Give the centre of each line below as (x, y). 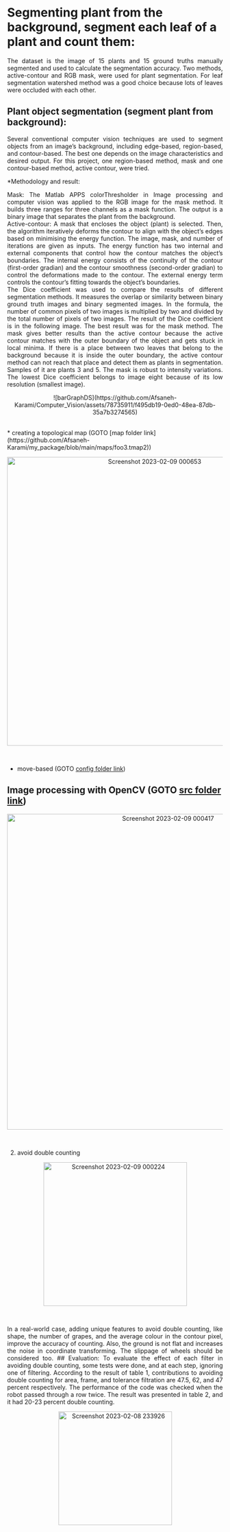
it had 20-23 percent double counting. (61, 1402)
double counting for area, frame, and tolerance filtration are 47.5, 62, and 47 (115, 1380)
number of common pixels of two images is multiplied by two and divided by (115, 311)
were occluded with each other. (52, 90)
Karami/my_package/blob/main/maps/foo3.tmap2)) (79, 447)
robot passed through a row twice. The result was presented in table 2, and (115, 1394)
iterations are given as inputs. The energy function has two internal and (115, 246)
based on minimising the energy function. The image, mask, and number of (115, 238)
